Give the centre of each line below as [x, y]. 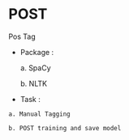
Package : [37, 52]
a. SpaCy [35, 68]
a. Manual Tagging [39, 114]
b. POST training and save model [65, 128]
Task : [30, 99]
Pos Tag [22, 36]
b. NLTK [33, 83]
